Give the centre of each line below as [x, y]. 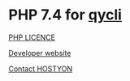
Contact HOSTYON [41, 68]
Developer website [40, 53]
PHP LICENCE [32, 37]
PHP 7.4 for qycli [65, 15]
